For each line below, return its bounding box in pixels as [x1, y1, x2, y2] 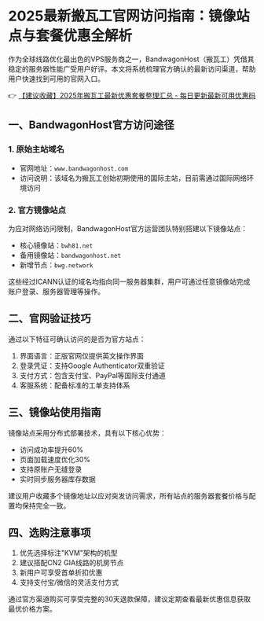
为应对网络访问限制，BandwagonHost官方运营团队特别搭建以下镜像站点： [8, 223, 248, 233]
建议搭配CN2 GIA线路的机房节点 [19, 558, 124, 568]
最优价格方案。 [8, 604, 57, 614]
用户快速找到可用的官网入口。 [8, 74, 104, 83]
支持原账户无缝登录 [19, 465, 82, 474]
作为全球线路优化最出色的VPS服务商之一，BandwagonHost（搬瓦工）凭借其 [8, 54, 255, 64]
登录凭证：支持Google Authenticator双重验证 [19, 361, 165, 370]
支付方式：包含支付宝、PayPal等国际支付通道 [19, 370, 167, 380]
